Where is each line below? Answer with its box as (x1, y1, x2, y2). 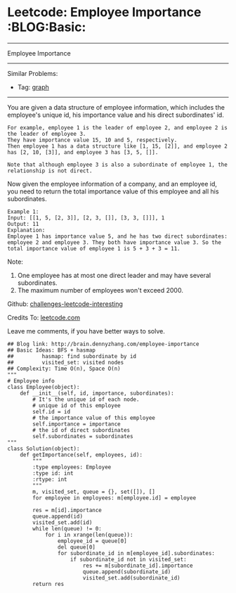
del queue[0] (57, 543, 96, 551)
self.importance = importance (32, 420, 121, 428)
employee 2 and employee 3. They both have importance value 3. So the (7, 238, 221, 246)
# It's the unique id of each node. (32, 395, 140, 403)
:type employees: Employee (32, 464, 112, 471)
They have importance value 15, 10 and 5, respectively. (7, 136, 178, 144)
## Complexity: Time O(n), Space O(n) (7, 365, 121, 372)
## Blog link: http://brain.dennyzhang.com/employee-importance (7, 340, 199, 347)
